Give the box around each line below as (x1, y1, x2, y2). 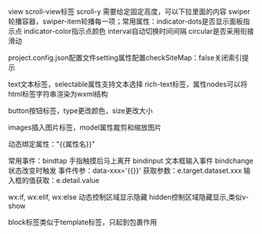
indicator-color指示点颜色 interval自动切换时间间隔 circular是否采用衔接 (23, 27, 254, 35)
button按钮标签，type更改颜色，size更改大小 (8, 106, 153, 115)
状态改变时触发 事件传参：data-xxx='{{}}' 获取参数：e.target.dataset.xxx (8, 166, 242, 175)
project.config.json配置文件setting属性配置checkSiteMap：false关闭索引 (8, 53, 242, 62)
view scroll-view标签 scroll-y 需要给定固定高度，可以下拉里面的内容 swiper (8, 7, 251, 16)
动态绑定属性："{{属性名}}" (8, 140, 96, 148)
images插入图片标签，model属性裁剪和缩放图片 (8, 122, 162, 132)
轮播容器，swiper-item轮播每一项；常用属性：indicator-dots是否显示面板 (8, 16, 243, 26)
